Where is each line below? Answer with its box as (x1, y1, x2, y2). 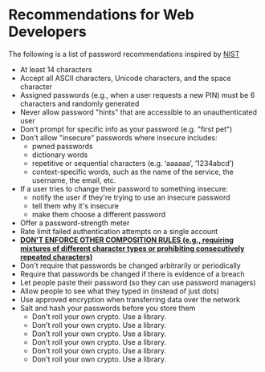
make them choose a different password (31, 209, 166, 219)
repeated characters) (19, 252, 93, 261)
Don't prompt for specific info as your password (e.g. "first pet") (19, 124, 233, 134)
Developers (8, 22, 87, 41)
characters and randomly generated (19, 99, 140, 108)
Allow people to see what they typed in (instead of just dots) (19, 286, 219, 296)
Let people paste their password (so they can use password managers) (19, 277, 256, 287)
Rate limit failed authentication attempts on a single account (19, 226, 218, 236)
